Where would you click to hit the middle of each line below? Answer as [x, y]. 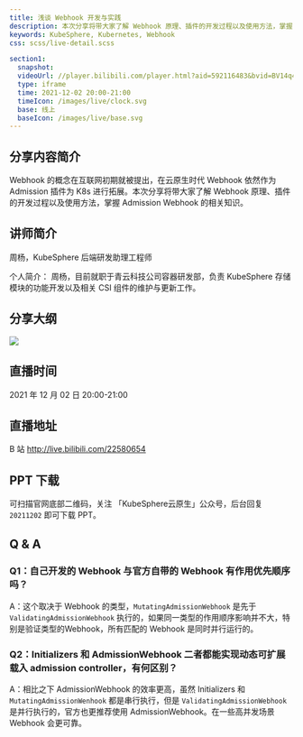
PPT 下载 [35, 480]
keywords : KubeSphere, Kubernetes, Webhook [92, 34]
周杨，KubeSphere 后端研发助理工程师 [81, 257]
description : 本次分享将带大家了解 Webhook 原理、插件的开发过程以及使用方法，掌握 [151, 26]
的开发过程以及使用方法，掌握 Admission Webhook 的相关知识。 [129, 203]
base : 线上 [37, 109]
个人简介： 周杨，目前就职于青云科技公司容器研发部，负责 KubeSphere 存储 [150, 276]
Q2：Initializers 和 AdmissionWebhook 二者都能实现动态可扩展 [147, 654]
